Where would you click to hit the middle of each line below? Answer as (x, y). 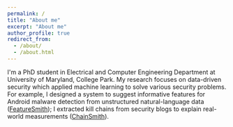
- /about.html (34, 53)
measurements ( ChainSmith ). (67, 116)
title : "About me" (34, 20)
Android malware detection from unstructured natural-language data (106, 101)
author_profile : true (39, 33)
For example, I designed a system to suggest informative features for (106, 94)
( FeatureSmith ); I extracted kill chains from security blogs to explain (105, 109)
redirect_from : (29, 40)
